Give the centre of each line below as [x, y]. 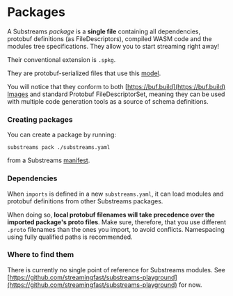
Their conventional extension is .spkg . [62, 59]
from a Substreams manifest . [49, 160]
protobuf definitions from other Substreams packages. [85, 201]
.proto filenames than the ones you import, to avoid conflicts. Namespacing [116, 229]
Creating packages [40, 119]
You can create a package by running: [62, 135]
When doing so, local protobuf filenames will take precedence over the [111, 215]
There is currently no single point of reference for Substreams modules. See [116, 270]
